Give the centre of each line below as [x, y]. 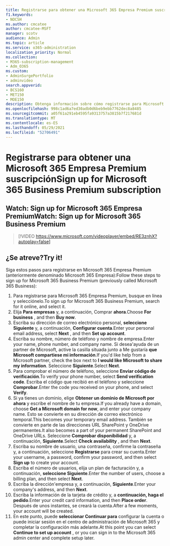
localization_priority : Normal [39, 52]
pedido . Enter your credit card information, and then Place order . [80, 500]
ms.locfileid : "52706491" [33, 132]
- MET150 [15, 95]
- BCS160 [15, 90]
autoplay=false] [34, 242]
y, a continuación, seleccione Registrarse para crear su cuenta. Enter [85, 452]
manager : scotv [22, 33]
